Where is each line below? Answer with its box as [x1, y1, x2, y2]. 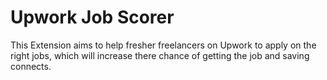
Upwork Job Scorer [10, 6, 175, 29]
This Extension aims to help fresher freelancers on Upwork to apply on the [10, 39, 317, 51]
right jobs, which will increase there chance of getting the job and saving [10, 49, 310, 61]
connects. [10, 60, 52, 72]
